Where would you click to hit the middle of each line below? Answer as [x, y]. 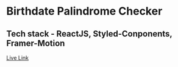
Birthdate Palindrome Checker [84, 11]
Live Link [18, 58]
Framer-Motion [36, 43]
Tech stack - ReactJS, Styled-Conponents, [89, 34]
